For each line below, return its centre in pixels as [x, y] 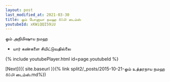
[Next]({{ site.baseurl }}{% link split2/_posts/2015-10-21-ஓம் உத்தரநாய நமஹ [85, 69]
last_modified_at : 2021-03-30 [38, 15]
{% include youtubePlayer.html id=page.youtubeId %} [62, 59]
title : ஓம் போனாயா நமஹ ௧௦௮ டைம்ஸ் [43, 19]
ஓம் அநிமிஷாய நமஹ [27, 39]
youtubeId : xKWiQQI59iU [31, 24]
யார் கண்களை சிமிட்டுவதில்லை [42, 49]
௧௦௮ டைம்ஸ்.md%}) [26, 75]
